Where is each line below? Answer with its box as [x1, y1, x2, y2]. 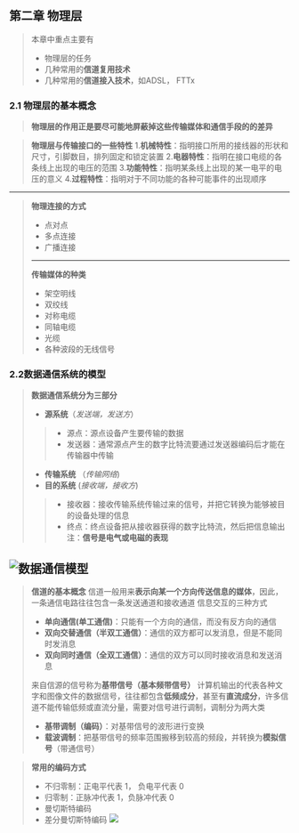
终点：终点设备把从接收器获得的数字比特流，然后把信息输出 [66, 522, 286, 532]
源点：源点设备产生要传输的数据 [66, 428, 184, 439]
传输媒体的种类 [30, 270, 86, 280]
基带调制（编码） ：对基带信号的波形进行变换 [44, 721, 205, 732]
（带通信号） [52, 743, 100, 754]
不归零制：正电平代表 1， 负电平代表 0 [44, 781, 184, 792]
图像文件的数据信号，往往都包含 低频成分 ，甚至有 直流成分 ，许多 [46, 691, 281, 701]
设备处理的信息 [74, 510, 130, 521]
